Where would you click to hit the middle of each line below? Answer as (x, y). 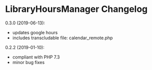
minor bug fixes (28, 62)
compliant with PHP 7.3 (36, 57)
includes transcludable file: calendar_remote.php (63, 38)
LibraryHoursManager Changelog (76, 9)
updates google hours (35, 32)
